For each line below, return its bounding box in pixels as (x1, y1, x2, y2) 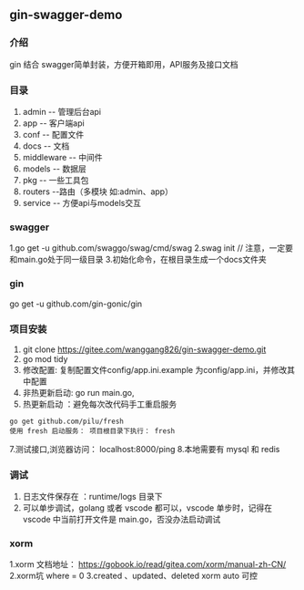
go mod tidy (22, 353, 68, 364)
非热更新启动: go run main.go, (22, 387, 135, 398)
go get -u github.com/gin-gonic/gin (9, 298, 143, 309)
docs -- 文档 (22, 140, 70, 151)
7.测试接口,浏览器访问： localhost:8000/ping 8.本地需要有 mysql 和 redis (9, 443, 280, 454)
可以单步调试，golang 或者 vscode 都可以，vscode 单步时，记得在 (22, 502, 273, 513)
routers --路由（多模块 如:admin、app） (22, 186, 173, 197)
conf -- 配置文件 (22, 129, 85, 140)
